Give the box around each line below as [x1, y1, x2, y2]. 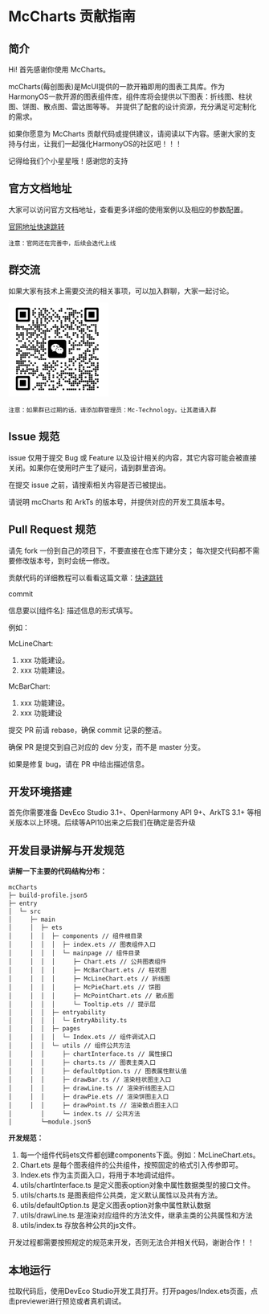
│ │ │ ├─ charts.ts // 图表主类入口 [8, 1058, 157, 1067]
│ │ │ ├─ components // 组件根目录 [8, 932, 143, 940]
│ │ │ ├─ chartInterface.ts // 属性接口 [8, 1050, 173, 1058]
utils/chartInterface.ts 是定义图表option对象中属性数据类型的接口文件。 [19, 1181, 255, 1190]
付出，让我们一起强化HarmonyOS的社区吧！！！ [22, 139, 183, 149]
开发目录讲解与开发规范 [8, 843, 124, 857]
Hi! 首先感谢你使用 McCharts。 [8, 65, 111, 74]
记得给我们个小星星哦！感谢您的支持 [8, 156, 128, 166]
